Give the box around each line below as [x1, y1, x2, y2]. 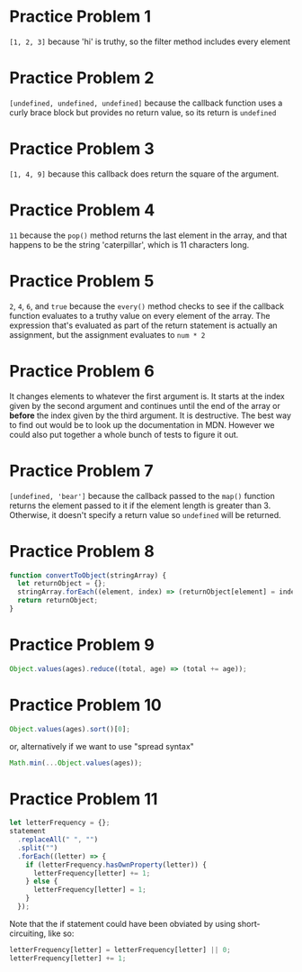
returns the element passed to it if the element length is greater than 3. [9, 500, 271, 511]
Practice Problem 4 [9, 200, 155, 220]
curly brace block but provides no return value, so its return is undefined [9, 106, 277, 118]
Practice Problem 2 [9, 68, 155, 88]
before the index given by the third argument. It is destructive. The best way [9, 410, 292, 421]
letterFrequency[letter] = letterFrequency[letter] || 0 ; [9, 945, 231, 954]
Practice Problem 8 [9, 541, 155, 561]
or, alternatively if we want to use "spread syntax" [9, 740, 195, 751]
